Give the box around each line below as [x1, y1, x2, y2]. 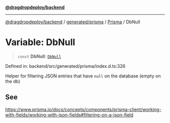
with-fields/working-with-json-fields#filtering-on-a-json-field [5, 111, 134, 118]
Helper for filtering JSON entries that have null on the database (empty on [5, 73, 161, 79]
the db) [5, 78, 21, 84]
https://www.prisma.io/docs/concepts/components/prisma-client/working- [5, 106, 162, 112]
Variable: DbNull [5, 36, 75, 48]
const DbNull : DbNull [17, 53, 62, 59]
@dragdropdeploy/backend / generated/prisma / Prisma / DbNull [5, 19, 141, 25]
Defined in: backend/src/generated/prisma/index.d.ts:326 [5, 63, 125, 69]
